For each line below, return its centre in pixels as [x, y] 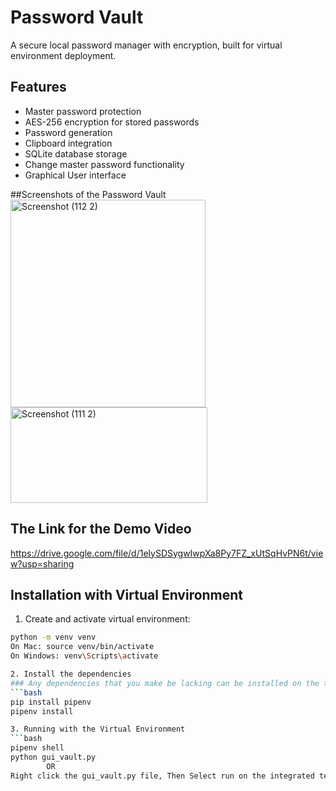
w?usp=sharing [42, 563]
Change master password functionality [104, 164]
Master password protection [83, 111]
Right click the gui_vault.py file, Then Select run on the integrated [162, 776]
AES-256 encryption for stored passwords [112, 122]
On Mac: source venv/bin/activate [82, 647]
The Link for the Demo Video [101, 529]
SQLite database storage [76, 153]
